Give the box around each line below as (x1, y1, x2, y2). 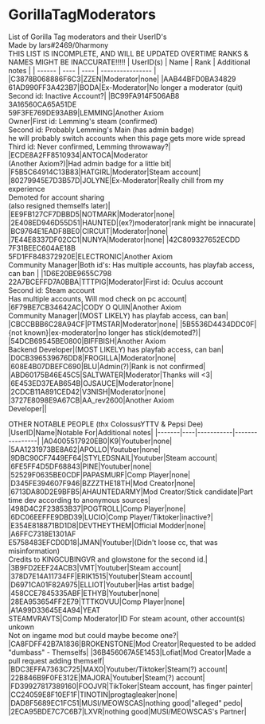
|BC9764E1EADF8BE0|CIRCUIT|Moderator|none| (8, 226, 169, 235)
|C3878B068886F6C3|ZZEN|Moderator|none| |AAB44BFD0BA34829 (8, 74, 236, 84)
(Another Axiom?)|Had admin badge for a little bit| (8, 158, 172, 168)
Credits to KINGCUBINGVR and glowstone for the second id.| (8, 555, 208, 564)
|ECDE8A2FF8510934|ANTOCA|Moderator (8, 150, 149, 160)
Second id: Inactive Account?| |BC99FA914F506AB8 (8, 91, 180, 100)
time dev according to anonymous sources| (8, 495, 151, 504)
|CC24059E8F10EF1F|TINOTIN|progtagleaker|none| (8, 690, 177, 699)
